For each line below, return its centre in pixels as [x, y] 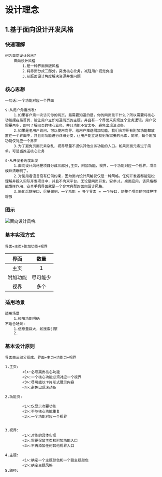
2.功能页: [14, 397]
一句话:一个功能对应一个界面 [29, 101]
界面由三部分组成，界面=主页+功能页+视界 [41, 358]
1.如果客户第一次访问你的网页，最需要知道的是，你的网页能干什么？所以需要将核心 [84, 115]
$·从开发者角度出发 [22, 161]
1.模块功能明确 [27, 319]
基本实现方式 [20, 235]
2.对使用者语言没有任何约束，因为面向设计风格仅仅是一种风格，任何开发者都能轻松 [84, 176]
